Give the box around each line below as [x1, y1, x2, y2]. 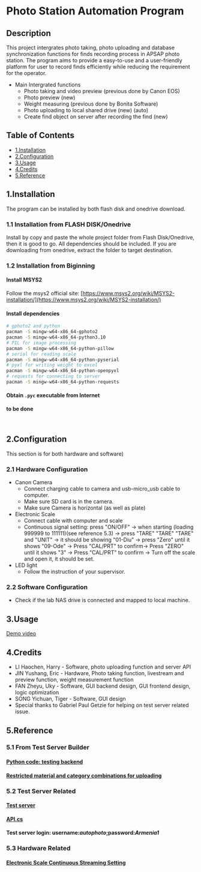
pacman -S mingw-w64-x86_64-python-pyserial [6, 356, 119, 362]
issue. [14, 708, 30, 715]
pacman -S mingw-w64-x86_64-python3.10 [6, 334, 106, 340]
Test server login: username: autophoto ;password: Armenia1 [6, 829, 160, 837]
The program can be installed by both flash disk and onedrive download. [6, 205, 186, 212]
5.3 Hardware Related [6, 844, 71, 853]
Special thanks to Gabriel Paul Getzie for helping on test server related [14, 702, 189, 709]
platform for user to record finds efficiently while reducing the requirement [6, 63, 190, 70]
